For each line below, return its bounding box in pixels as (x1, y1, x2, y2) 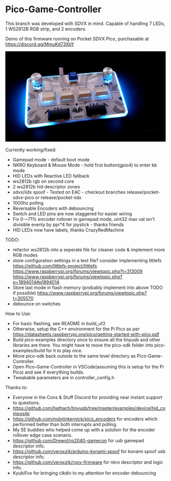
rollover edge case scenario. (12, 432, 73, 438)
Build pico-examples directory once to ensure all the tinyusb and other (12, 336, 161, 343)
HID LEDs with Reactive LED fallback (12, 173, 90, 179)
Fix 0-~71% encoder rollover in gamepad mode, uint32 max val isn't (12, 216, 155, 222)
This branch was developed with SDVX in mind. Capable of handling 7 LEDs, (5, 20, 165, 26)
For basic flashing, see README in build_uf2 (12, 320, 106, 326)
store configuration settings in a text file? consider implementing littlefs (12, 257, 162, 263)
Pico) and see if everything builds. (12, 369, 85, 375)
